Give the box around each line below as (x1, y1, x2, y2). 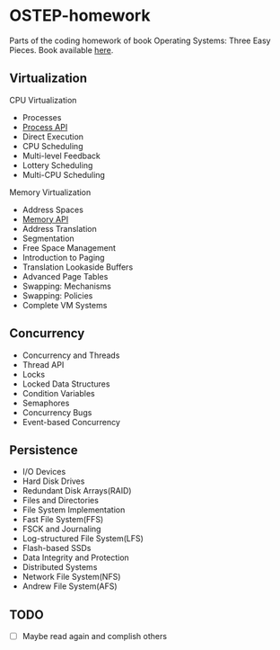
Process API (22, 121, 68, 132)
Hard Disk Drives (22, 476, 85, 486)
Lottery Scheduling (22, 159, 93, 171)
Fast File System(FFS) (22, 514, 104, 525)
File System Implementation (22, 504, 126, 515)
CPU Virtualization (9, 94, 77, 105)
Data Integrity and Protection (22, 552, 130, 563)
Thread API (22, 359, 65, 370)
